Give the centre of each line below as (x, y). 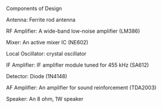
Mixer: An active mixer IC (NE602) (47, 42)
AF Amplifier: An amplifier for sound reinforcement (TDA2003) (81, 88)
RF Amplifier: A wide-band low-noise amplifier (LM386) (73, 31)
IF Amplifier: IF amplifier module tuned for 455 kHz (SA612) (77, 65)
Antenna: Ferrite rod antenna (41, 20)
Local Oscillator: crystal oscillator (46, 54)
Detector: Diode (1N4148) (37, 76)
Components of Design (34, 8)
